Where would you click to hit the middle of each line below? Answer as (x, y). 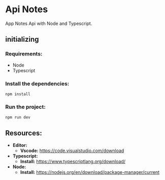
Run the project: (25, 107)
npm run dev (18, 117)
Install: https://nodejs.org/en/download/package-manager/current (90, 172)
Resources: (24, 133)
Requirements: (24, 54)
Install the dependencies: (37, 83)
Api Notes (27, 9)
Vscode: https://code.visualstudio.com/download (72, 151)
